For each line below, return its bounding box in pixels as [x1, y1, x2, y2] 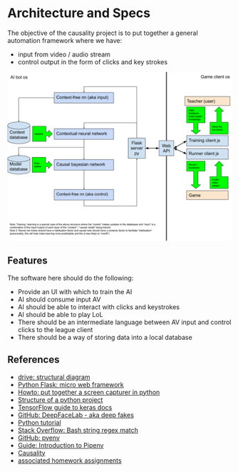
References [7, 353, 60, 366]
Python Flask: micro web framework [17, 380, 124, 388]
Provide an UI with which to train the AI [17, 287, 133, 296]
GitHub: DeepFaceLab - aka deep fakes [17, 411, 134, 419]
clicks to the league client [17, 325, 93, 333]
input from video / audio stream [17, 50, 110, 59]
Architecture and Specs [7, 5, 151, 21]
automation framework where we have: [7, 36, 123, 44]
